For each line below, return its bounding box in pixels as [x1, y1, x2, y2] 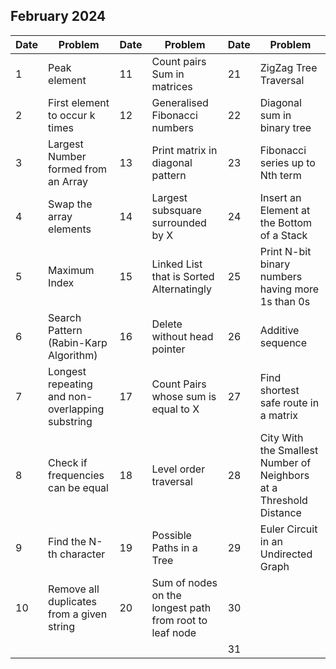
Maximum [48, 263, 95, 277]
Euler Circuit [259, 522, 318, 536]
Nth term [259, 168, 302, 182]
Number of [259, 455, 312, 469]
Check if [48, 455, 88, 469]
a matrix [259, 408, 299, 422]
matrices [151, 79, 193, 93]
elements [48, 222, 92, 236]
